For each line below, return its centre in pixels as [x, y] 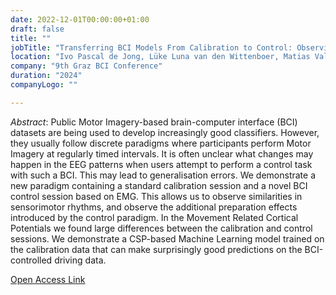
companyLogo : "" [44, 85]
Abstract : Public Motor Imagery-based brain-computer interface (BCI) [154, 122]
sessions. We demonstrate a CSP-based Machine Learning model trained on [167, 238]
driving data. [80, 260]
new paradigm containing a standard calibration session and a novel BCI [159, 185]
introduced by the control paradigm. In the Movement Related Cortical [154, 217]
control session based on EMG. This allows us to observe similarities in [156, 196]
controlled [31, 260]
